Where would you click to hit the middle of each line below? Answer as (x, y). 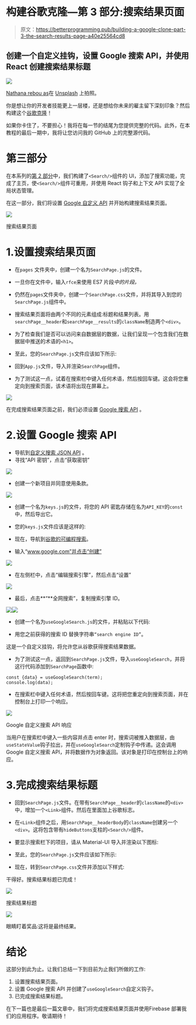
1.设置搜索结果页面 (51, 252)
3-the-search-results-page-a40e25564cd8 (73, 36)
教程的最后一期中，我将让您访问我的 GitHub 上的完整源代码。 (80, 132)
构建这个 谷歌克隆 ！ (29, 112)
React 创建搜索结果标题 (48, 67)
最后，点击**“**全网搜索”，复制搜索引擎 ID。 (69, 598)
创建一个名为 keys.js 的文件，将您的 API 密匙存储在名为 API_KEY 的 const (99, 507)
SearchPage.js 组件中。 (42, 302)
